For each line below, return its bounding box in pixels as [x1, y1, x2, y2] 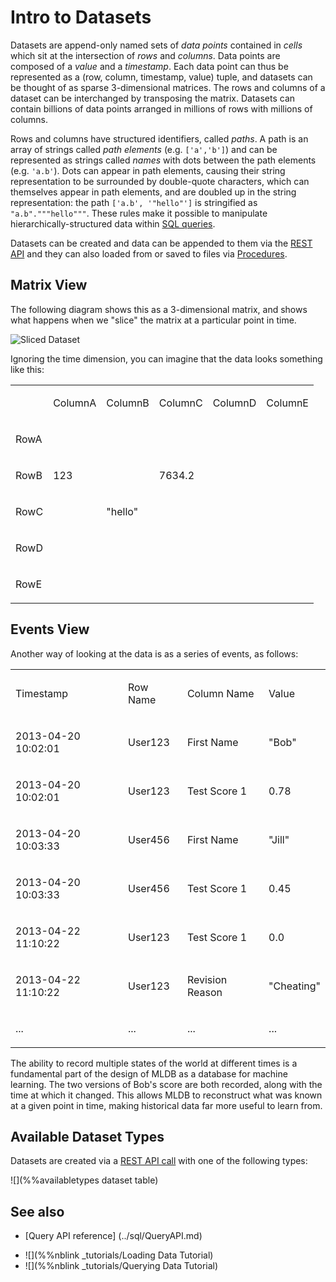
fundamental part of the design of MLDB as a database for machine [10, 1067, 288, 1080]
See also [10, 1203, 65, 1220]
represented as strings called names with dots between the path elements [10, 154, 317, 166]
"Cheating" [268, 979, 321, 993]
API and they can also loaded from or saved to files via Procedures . [10, 247, 288, 260]
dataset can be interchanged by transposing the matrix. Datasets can [10, 92, 296, 104]
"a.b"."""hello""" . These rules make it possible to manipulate [10, 207, 268, 219]
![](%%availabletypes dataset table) [10, 1174, 159, 1186]
